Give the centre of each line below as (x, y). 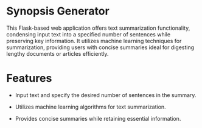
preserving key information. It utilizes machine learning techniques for (94, 41)
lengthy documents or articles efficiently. (57, 53)
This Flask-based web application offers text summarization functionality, (98, 28)
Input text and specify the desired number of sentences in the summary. (106, 95)
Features (29, 79)
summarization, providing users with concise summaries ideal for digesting (100, 47)
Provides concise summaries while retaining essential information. (98, 118)
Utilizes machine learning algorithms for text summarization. (90, 107)
